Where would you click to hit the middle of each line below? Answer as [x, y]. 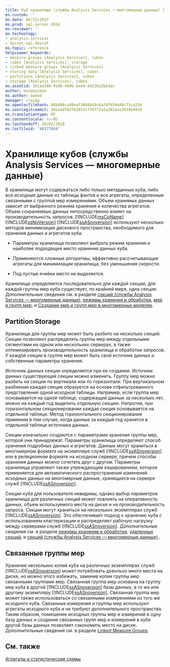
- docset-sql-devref [27, 43]
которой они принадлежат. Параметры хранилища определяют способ [83, 440]
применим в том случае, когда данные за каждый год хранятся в [77, 420]
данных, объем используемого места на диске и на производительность [85, 505]
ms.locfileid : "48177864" [33, 129]
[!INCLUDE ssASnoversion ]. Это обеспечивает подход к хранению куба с [84, 515]
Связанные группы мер [45, 553]
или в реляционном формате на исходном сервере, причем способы [81, 457]
